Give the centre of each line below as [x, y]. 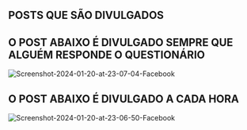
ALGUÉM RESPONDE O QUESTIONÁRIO [107, 54]
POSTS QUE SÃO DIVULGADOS [86, 15]
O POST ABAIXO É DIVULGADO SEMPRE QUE [121, 42]
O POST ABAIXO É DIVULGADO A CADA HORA [124, 99]
